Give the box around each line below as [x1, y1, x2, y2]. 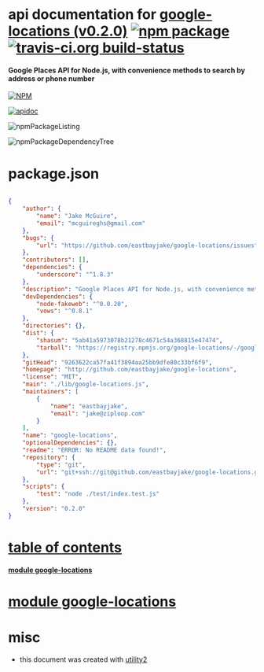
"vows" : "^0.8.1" [36, 307, 93, 316]
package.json [8, 164, 100, 183]
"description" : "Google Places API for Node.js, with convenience [22, 285, 244, 293]
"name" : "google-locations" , [22, 431, 118, 440]
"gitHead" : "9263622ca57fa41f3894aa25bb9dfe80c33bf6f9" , [22, 358, 213, 367]
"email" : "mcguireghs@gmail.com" [36, 219, 146, 227]
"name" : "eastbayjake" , [49, 402, 128, 410]
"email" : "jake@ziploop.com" [49, 409, 146, 418]
